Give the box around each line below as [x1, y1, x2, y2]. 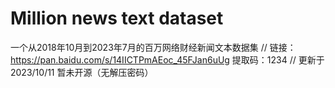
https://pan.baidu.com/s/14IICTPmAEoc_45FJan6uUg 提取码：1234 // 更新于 [10, 53, 325, 66]
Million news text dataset [10, 7, 224, 30]
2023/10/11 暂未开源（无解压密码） [10, 66, 154, 78]
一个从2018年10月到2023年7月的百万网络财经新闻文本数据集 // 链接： [10, 41, 297, 53]
